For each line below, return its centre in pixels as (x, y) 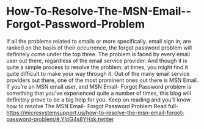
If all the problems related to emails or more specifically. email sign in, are (99, 41)
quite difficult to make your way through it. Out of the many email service (98, 73)
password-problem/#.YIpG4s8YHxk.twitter (60, 119)
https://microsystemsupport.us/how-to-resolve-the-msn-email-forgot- (95, 112)
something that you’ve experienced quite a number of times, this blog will (99, 93)
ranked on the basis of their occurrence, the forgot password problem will (99, 48)
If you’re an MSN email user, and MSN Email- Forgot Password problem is (99, 86)
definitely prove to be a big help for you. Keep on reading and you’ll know (99, 100)
